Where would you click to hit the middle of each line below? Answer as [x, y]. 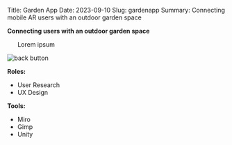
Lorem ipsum [36, 44]
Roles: [17, 71]
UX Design [33, 92]
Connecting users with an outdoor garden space [78, 31]
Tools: [16, 106]
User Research [39, 85]
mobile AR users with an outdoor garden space [75, 17]
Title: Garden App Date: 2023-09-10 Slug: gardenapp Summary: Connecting [116, 10]
